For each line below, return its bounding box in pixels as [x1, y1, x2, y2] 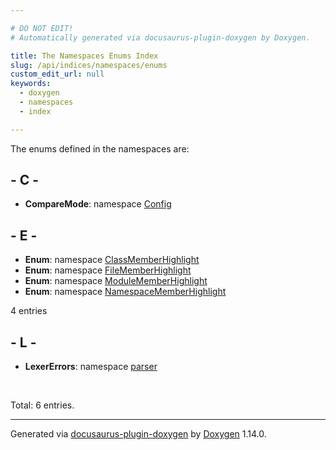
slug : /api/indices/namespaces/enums [10, 60, 168, 70]
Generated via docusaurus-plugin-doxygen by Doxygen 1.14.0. [10, 428, 267, 440]
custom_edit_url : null [10, 69, 105, 80]
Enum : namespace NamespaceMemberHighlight [24, 286, 227, 298]
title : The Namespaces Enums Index [10, 51, 159, 61]
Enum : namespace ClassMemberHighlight [24, 254, 200, 266]
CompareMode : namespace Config [24, 198, 172, 210]
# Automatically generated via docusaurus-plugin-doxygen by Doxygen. [10, 32, 311, 43]
